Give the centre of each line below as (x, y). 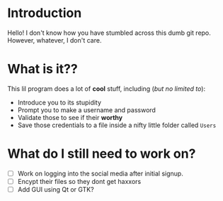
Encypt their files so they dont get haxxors (79, 181)
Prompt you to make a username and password (86, 110)
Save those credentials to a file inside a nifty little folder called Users (117, 125)
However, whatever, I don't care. (55, 40)
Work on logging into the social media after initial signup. (101, 173)
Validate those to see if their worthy (70, 117)
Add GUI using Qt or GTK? (56, 189)
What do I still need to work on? (102, 154)
